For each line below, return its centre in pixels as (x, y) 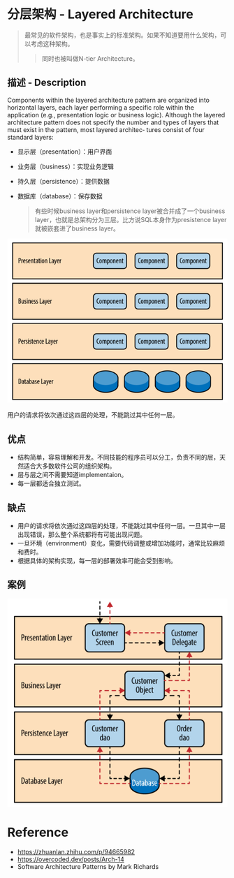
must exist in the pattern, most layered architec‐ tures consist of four (106, 129)
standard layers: (30, 137)
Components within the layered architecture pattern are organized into (108, 100)
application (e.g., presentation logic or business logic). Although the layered (116, 115)
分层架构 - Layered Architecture (101, 14)
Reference (38, 833)
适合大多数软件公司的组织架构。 (70, 466)
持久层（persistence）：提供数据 (64, 181)
